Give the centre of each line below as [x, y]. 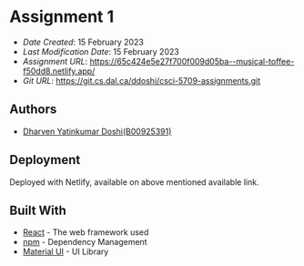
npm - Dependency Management [85, 242]
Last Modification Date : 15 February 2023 [101, 51]
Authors [33, 110]
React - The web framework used [86, 232]
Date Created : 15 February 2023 [83, 42]
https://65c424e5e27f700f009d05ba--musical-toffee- [192, 61]
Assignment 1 [62, 17]
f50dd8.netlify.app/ [59, 71]
